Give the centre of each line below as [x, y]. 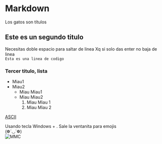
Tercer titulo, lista [26, 71]
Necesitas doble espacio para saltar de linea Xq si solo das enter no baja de [81, 49]
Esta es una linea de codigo [35, 59]
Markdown [27, 9]
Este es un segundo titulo [44, 37]
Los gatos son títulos [26, 22]
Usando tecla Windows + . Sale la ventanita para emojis [61, 126]
